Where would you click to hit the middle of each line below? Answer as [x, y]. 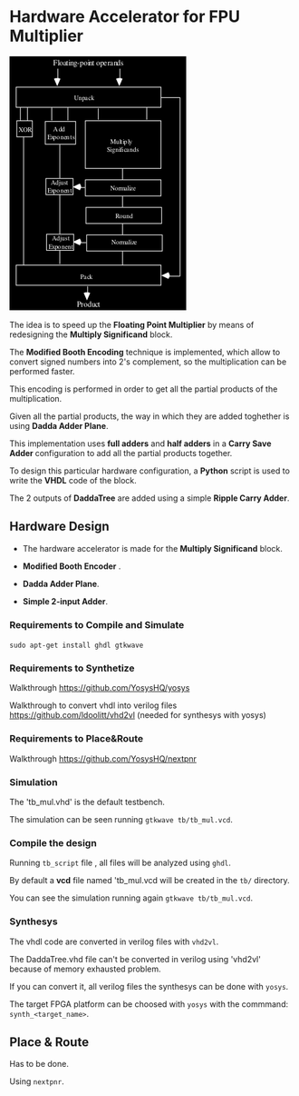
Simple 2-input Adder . [65, 601]
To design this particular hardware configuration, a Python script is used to [149, 471]
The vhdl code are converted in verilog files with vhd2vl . [114, 942]
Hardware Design [60, 527]
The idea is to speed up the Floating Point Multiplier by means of [132, 324]
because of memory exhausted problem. [85, 969]
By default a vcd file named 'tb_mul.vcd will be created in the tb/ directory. [149, 881]
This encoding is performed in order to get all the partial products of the [144, 389]
